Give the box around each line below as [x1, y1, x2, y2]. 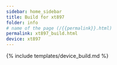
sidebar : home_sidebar [6, 8, 62, 15]
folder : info [6, 19, 38, 25]
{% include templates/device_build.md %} [6, 53, 109, 59]
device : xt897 [6, 36, 41, 42]
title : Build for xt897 [6, 14, 65, 20]
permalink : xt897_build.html [6, 31, 78, 37]
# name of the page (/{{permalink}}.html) [6, 25, 112, 31]
